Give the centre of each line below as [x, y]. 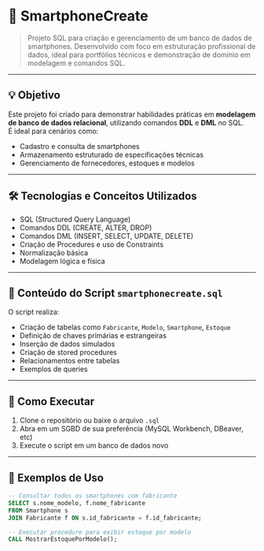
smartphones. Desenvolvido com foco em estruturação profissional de [141, 46]
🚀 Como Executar [51, 401]
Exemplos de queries [53, 369]
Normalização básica [54, 252]
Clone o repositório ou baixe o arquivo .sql [89, 420]
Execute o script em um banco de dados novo [94, 445]
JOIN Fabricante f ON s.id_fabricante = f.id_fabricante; [105, 518]
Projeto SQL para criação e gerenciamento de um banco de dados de [140, 38]
